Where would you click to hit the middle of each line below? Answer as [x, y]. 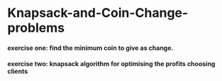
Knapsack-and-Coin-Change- [98, 13]
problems [36, 28]
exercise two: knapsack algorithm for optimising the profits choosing [111, 64]
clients [18, 71]
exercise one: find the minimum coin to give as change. [90, 48]
